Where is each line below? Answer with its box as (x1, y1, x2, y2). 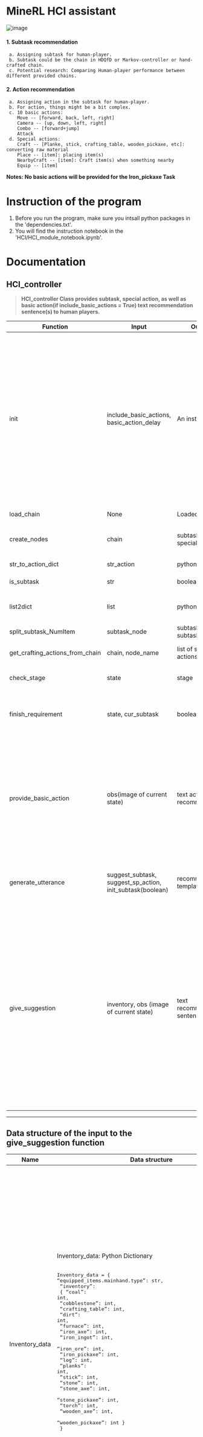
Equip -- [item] (17, 162, 59, 169)
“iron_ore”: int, (57, 1345, 105, 1352)
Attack (17, 131, 34, 137)
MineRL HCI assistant (6, 4, 116, 18)
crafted (6, 62, 26, 68)
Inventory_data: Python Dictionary (57, 1252, 153, 1260)
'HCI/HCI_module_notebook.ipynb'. (14, 234, 103, 241)
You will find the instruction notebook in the (14, 227, 124, 235)
